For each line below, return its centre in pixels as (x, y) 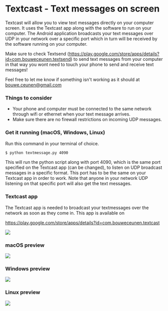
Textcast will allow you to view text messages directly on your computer (79, 23)
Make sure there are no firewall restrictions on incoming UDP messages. (87, 120)
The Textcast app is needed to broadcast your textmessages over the (77, 208)
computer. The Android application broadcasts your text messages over (79, 33)
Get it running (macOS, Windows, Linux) (55, 133)
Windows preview (28, 268)
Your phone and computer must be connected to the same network (82, 109)
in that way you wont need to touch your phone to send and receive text (79, 64)
